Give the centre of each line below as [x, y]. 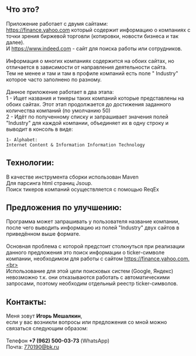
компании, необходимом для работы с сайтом [65, 259]
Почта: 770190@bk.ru [33, 347]
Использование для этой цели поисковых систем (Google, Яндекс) [90, 271]
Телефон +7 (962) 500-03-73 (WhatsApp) [58, 341]
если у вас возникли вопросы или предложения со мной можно [87, 322]
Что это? [23, 10]
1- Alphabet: [22, 139]
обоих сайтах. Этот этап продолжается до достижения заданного [89, 104]
